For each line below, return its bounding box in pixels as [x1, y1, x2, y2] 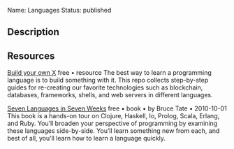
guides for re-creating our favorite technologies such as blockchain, [7, 83, 203, 92]
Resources [7, 50, 55, 62]
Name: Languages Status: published [7, 6, 112, 14]
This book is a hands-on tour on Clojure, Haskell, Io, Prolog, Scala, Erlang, [7, 112, 220, 120]
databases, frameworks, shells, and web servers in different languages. [7, 91, 213, 99]
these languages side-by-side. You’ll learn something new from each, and [7, 127, 220, 135]
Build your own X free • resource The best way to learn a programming [7, 69, 212, 77]
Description [7, 26, 59, 38]
